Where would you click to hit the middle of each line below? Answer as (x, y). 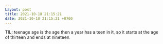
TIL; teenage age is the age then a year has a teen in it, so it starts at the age (82, 32)
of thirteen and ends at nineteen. (38, 37)
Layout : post (18, 9)
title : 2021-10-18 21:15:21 (34, 14)
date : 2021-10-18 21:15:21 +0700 (39, 18)
